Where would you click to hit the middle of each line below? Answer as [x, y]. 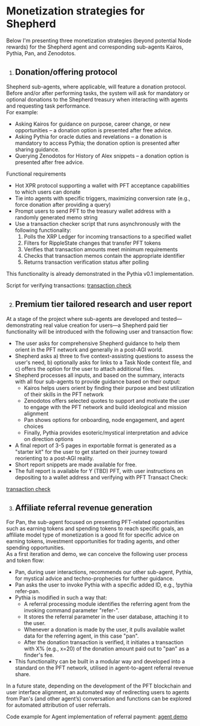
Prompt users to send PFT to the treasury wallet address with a [93, 211]
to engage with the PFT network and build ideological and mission [105, 407]
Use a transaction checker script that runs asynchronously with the [98, 224]
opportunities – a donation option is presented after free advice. [93, 130]
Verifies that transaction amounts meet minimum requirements [101, 249]
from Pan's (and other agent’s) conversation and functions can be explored [99, 699]
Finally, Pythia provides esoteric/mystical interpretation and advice [106, 432]
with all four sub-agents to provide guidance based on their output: [98, 381]
